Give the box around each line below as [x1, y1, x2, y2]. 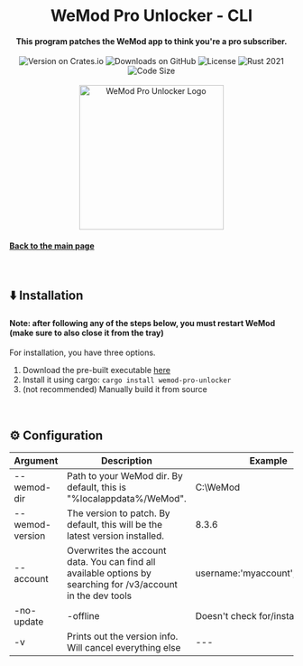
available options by [67, 567, 151, 579]
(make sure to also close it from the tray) [9, 327, 164, 338]
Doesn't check [195, 610, 257, 622]
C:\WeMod [195, 481, 241, 493]
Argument [14, 455, 59, 466]
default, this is [67, 481, 126, 493]
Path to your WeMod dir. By [67, 470, 183, 482]
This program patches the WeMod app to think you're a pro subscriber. [15, 35, 288, 46]
